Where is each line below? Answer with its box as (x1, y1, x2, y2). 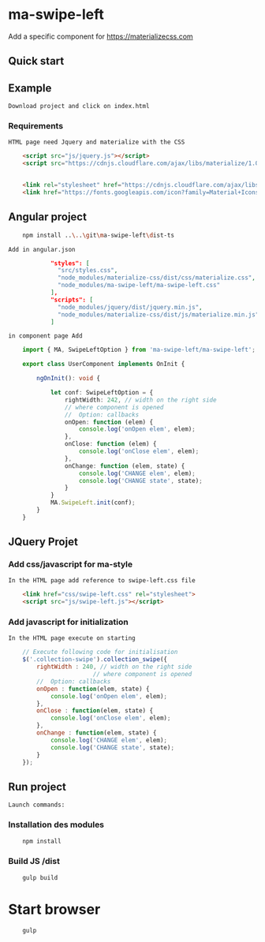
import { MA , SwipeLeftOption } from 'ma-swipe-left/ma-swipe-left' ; (22, 346, 256, 354)
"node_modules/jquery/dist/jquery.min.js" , (58, 303, 203, 311)
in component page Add (8, 332, 83, 340)
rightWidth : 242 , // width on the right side (64, 396, 217, 404)
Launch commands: (8, 801, 65, 809)
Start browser (8, 900, 101, 918)
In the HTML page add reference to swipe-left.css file (8, 577, 196, 585)
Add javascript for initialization (8, 617, 129, 628)
